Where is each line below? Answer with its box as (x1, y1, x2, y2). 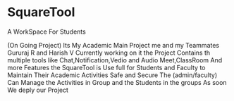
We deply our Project (7, 86, 69, 94)
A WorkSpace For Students (7, 27, 86, 36)
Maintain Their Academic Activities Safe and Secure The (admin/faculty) (7, 71, 218, 79)
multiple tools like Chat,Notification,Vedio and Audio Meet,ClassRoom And (7, 55, 223, 64)
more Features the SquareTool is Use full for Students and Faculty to (7, 63, 206, 72)
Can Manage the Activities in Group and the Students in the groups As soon (7, 78, 227, 86)
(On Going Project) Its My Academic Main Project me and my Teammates (7, 41, 220, 49)
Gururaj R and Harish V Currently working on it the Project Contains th (7, 48, 211, 57)
